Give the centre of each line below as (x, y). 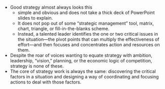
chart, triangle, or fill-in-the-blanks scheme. (63, 29)
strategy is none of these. (37, 66)
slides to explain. (35, 18)
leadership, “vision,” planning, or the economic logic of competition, (81, 61)
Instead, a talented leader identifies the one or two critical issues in (88, 34)
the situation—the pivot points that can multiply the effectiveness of (89, 39)
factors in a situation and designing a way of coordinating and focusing (84, 77)
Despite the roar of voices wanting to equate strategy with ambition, (81, 55)
